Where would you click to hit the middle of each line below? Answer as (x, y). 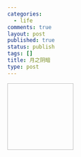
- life (23, 21)
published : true (31, 40)
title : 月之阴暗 (29, 60)
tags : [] (20, 54)
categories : (25, 14)
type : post (23, 67)
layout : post (26, 34)
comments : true (30, 27)
